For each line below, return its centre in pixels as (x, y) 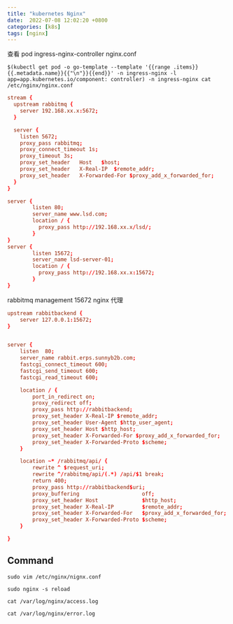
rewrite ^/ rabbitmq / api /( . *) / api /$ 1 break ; (98, 474)
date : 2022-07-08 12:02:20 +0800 (58, 20)
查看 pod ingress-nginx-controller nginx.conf (72, 54)
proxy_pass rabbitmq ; (51, 143)
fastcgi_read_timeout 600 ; (59, 377)
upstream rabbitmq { (43, 105)
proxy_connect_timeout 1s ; (59, 150)
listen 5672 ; (39, 136)
